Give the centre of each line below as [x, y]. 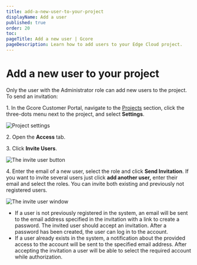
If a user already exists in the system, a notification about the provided [100, 238]
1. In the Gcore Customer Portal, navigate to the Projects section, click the [95, 107]
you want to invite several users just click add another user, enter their [92, 177]
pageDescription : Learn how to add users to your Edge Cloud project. [94, 45]
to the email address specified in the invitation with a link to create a [97, 219]
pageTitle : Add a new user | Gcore [50, 39]
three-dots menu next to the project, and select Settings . [75, 114]
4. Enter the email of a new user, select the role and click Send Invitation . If [98, 171]
